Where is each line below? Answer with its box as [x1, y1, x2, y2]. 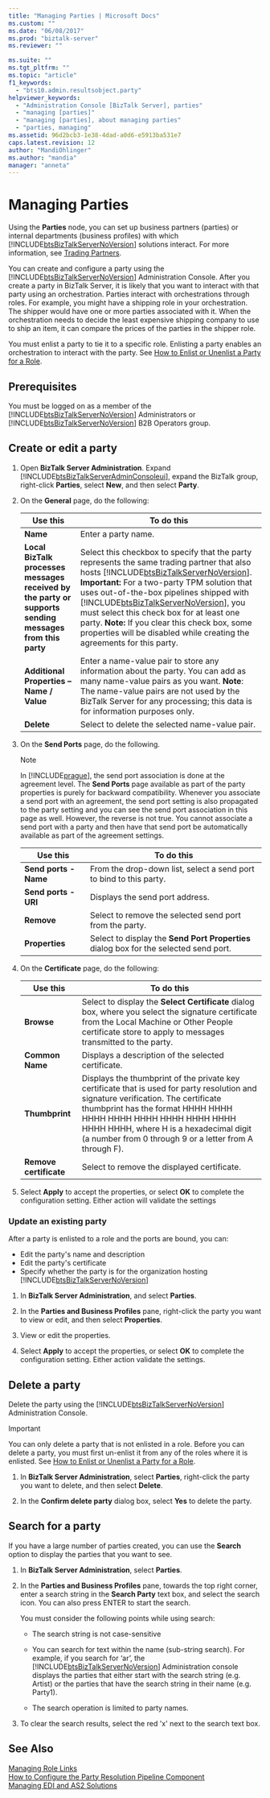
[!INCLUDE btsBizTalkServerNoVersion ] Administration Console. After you [8, 272, 251, 282]
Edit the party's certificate [19, 1258, 107, 1268]
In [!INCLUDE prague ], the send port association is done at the [19, 770, 225, 780]
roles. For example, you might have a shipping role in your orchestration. [8, 298, 248, 308]
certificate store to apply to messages [81, 1026, 225, 1038]
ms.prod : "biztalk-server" [8, 34, 99, 43]
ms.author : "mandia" [8, 154, 78, 162]
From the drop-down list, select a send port [89, 863, 255, 874]
